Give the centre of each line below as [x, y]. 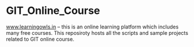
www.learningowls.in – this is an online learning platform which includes [92, 27]
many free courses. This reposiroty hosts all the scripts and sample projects [97, 32]
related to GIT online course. [40, 39]
